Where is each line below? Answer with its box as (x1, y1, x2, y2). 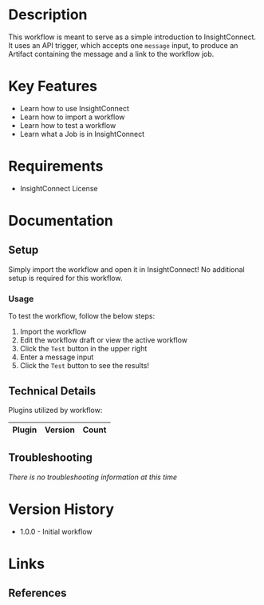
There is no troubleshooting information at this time (8, 472, 178, 482)
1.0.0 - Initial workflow (19, 527, 93, 536)
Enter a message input (19, 352, 94, 362)
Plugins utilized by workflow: (8, 405, 103, 415)
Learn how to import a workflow (19, 112, 125, 122)
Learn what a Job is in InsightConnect (19, 129, 145, 138)
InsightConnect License (19, 183, 98, 193)
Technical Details (8, 384, 97, 398)
